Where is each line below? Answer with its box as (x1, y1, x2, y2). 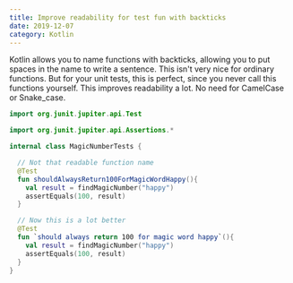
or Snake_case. (9, 92, 66, 103)
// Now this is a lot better (17, 216, 126, 225)
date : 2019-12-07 (9, 21, 74, 30)
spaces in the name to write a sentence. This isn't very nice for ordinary (9, 64, 275, 74)
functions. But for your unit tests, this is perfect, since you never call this (9, 73, 277, 84)
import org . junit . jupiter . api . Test (9, 109, 142, 119)
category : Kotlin (9, 30, 74, 39)
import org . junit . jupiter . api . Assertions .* (9, 126, 175, 135)
